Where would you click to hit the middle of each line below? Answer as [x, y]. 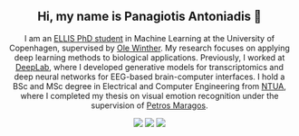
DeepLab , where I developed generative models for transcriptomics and [149, 67]
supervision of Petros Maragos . [149, 105]
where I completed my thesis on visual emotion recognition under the [149, 95]
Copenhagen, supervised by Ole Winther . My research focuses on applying [149, 48]
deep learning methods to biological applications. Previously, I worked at [149, 57]
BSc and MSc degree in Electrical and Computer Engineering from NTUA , [149, 86]
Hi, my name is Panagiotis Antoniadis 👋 [149, 17]
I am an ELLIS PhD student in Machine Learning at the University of [149, 38]
